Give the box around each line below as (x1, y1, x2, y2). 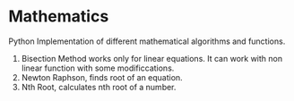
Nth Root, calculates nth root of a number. (21, 81, 177, 92)
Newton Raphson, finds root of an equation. (21, 72, 183, 82)
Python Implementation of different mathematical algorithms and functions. (8, 36, 286, 46)
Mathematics (8, 6, 109, 27)
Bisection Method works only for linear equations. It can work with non (21, 53, 283, 63)
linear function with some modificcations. (21, 63, 175, 73)
